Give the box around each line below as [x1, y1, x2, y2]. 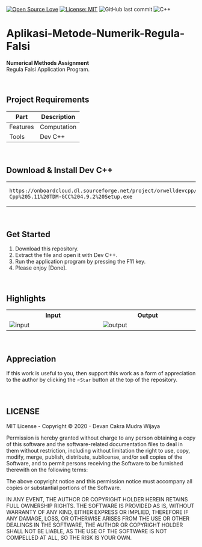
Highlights [6, 293, 46, 303]
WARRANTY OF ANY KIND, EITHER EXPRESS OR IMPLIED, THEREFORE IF [6, 508, 189, 516]
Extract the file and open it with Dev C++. [14, 252, 118, 259]
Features [9, 122, 34, 131]
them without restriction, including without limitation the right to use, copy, [6, 447, 191, 454]
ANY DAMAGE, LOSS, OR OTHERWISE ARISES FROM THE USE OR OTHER [6, 515, 190, 522]
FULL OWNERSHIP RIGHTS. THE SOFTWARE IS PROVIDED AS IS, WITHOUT [6, 502, 195, 509]
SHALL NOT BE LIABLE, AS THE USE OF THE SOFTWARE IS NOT [6, 527, 167, 534]
